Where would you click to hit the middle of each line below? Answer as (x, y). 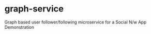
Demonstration (19, 27)
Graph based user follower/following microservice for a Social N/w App (75, 22)
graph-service (34, 9)
